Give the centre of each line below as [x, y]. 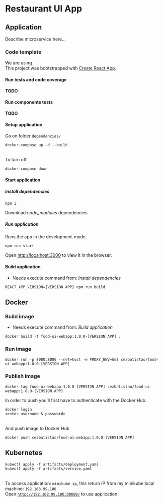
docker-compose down [27, 169]
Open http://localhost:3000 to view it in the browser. [59, 255]
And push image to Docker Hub [37, 428]
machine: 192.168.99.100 [31, 489]
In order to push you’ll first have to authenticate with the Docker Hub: [76, 400]
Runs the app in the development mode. [46, 237]
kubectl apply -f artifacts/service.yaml [49, 469]
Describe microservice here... [36, 39]
